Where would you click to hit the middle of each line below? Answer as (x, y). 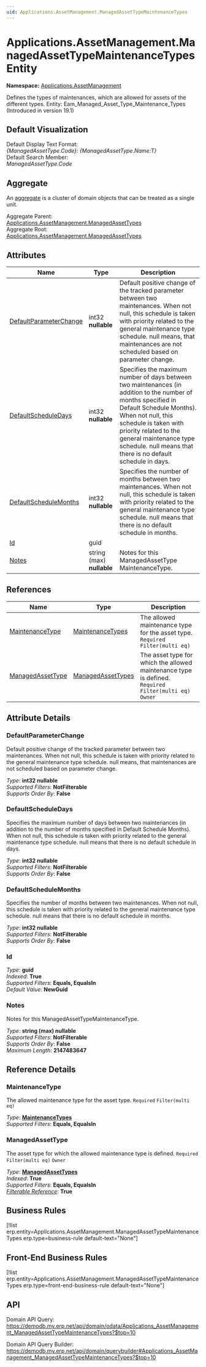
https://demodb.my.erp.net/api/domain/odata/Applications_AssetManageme (103, 1326)
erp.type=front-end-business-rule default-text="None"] (94, 1285)
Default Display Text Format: (42, 144)
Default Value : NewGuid (37, 990)
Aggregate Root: (27, 229)
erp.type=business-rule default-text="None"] (81, 1238)
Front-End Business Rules (57, 1258)
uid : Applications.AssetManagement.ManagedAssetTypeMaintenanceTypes (97, 12)
